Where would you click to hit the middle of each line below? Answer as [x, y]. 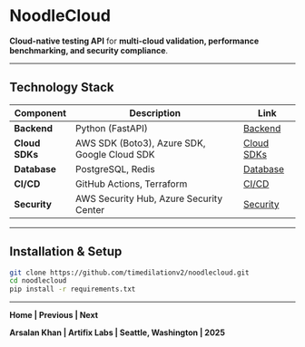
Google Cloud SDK [116, 154]
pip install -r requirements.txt [73, 289]
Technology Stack [62, 87]
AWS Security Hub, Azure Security [149, 198]
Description [155, 112]
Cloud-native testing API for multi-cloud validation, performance [134, 41]
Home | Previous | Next [54, 315]
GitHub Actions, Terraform [132, 184]
